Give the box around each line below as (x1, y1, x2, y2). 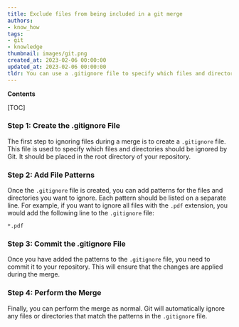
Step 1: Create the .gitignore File (7, 121, 121, 131)
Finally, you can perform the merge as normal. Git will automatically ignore (7, 304, 225, 313)
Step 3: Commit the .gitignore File (7, 239, 126, 249)
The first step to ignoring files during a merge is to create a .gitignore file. (7, 136, 226, 146)
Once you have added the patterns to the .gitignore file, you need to (7, 255, 211, 264)
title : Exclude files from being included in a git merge (7, 10, 183, 18)
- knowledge (7, 43, 43, 50)
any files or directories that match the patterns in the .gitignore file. (7, 311, 208, 320)
